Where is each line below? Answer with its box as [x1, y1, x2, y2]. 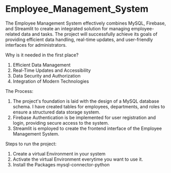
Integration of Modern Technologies [12, 78, 89, 84]
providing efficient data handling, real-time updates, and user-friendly [5, 36, 153, 43]
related [5, 31, 21, 37]
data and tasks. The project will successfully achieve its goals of [21, 31, 158, 37]
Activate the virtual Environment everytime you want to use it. [12, 156, 143, 162]
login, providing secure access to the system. [12, 120, 109, 126]
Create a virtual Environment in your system [12, 150, 106, 157]
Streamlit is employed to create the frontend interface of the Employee [12, 125, 162, 131]
